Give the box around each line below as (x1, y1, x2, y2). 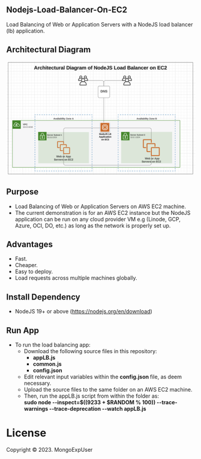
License (6, 427, 47, 440)
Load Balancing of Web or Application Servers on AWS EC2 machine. (14, 203, 186, 210)
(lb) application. (6, 27, 45, 34)
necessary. (23, 380, 52, 387)
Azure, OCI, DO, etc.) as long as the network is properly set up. (14, 222, 171, 229)
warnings (23, 405, 49, 413)
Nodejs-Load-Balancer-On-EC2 (6, 5, 128, 15)
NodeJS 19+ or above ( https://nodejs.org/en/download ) (14, 308, 153, 315)
